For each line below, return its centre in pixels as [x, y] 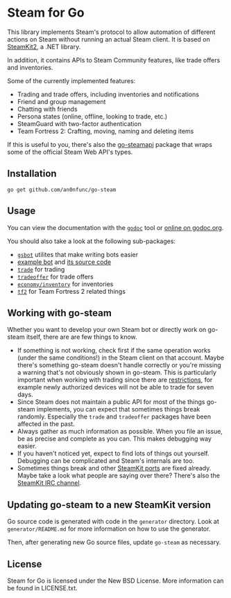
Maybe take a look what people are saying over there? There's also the [119, 475]
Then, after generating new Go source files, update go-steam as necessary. [114, 543]
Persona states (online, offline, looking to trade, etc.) [92, 116]
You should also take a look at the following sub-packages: [91, 241]
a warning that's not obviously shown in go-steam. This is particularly [117, 373]
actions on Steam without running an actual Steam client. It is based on [109, 39]
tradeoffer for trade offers [55, 276]
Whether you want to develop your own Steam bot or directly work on [107, 330]
